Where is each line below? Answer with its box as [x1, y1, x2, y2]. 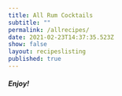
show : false [8, 41, 47, 48]
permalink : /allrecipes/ [8, 26, 90, 34]
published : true [8, 55, 61, 63]
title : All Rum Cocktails [8, 11, 93, 20]
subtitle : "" [8, 19, 51, 27]
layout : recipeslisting [8, 48, 87, 55]
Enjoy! [8, 79, 30, 88]
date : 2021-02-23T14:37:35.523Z [8, 33, 114, 41]
